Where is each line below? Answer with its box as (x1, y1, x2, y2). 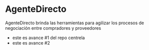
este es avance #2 (12, 40, 50, 46)
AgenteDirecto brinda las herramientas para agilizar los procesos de (5, 20, 145, 26)
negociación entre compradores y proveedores (5, 25, 101, 31)
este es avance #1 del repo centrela (12, 35, 85, 41)
